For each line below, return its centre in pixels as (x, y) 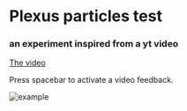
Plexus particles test (86, 16)
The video (27, 63)
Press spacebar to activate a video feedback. (91, 80)
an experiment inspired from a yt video (94, 44)
